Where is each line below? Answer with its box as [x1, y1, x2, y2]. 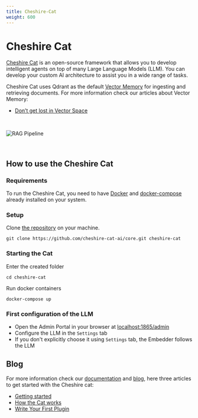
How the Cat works [14, 398, 62, 406]
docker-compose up [6, 296, 51, 302]
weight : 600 [6, 14, 35, 20]
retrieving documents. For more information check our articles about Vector [6, 89, 190, 96]
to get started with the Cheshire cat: [6, 381, 94, 388]
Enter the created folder [6, 263, 64, 270]
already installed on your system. [6, 196, 87, 203]
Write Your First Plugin [14, 405, 70, 412]
